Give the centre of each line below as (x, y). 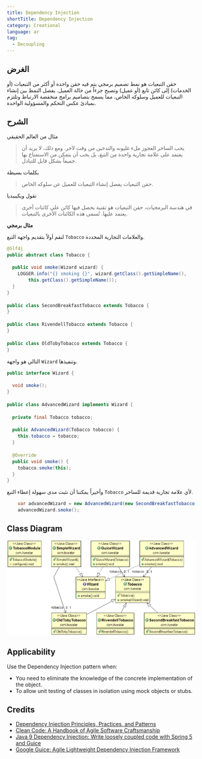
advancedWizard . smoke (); (49, 510)
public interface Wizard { (40, 373)
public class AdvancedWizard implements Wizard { (70, 404)
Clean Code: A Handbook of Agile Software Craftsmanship (88, 730)
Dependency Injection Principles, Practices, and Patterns (86, 724)
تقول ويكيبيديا (22, 196)
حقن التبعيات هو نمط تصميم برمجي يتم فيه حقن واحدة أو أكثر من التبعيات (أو (92, 83)
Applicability (31, 652)
